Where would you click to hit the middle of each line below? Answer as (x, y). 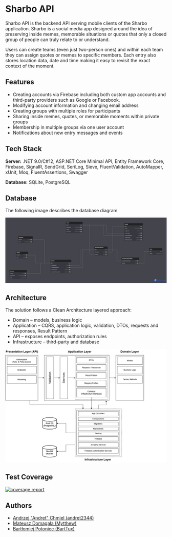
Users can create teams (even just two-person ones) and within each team (84, 49)
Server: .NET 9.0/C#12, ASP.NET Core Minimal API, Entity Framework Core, (85, 161)
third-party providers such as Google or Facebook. (66, 100)
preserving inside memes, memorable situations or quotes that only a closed (86, 34)
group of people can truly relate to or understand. (58, 40)
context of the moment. (30, 66)
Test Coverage (29, 477)
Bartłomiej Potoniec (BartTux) (44, 529)
